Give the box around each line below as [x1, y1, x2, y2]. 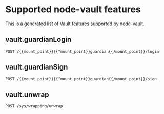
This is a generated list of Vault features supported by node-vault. [5, 20, 145, 27]
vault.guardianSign [5, 63, 68, 72]
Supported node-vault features [5, 4, 141, 15]
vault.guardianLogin [5, 35, 72, 44]
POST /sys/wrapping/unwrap [5, 104, 63, 109]
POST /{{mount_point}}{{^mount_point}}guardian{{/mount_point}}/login [5, 49, 159, 54]
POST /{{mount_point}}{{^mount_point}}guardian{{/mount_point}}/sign [5, 76, 157, 81]
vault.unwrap [5, 90, 50, 99]
